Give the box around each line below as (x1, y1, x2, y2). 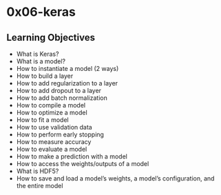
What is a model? (16, 57, 66, 65)
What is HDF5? (16, 167, 59, 175)
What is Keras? (16, 50, 59, 58)
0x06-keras (6, 4, 76, 20)
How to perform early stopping (16, 130, 105, 138)
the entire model (16, 182, 63, 189)
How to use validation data (16, 123, 92, 131)
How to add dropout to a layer (16, 87, 101, 94)
